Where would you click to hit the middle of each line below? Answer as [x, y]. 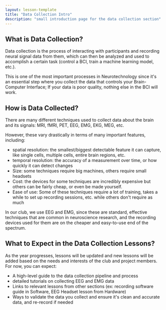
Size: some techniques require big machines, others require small [79, 171]
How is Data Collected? [42, 108]
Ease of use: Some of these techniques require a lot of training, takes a [85, 192]
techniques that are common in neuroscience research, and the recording [81, 217]
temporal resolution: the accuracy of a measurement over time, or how [84, 160]
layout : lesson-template [31, 10]
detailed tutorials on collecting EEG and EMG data [63, 281]
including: [15, 140]
